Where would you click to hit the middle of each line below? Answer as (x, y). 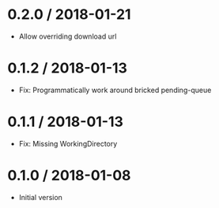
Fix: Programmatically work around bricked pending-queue (115, 90)
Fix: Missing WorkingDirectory (68, 143)
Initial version (40, 197)
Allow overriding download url (68, 36)
